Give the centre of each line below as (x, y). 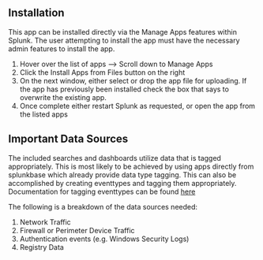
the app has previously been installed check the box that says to (124, 89)
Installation (36, 13)
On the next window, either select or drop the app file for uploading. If (133, 80)
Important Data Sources (68, 139)
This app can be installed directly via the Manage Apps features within (123, 32)
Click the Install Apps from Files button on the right (102, 72)
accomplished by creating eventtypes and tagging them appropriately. (122, 183)
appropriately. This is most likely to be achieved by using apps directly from (131, 166)
